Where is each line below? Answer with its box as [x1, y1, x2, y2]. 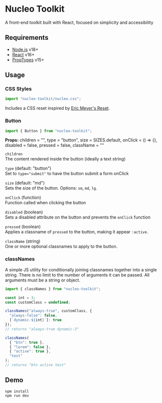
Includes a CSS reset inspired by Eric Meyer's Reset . [5, 105, 110, 111]
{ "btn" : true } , [9, 340, 45, 345]
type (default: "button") [5, 165, 52, 171]
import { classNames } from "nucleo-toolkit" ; [5, 286, 101, 291]
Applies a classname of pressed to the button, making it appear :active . [5, 229, 148, 235]
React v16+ [12, 52, 35, 57]
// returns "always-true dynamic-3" [5, 327, 79, 332]
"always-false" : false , [9, 313, 57, 318]
